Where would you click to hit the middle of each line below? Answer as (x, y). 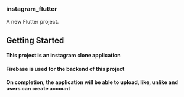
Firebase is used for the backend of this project (65, 69)
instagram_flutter (32, 9)
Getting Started (35, 40)
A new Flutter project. (33, 22)
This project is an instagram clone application (64, 56)
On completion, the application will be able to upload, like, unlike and (92, 82)
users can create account (38, 89)
